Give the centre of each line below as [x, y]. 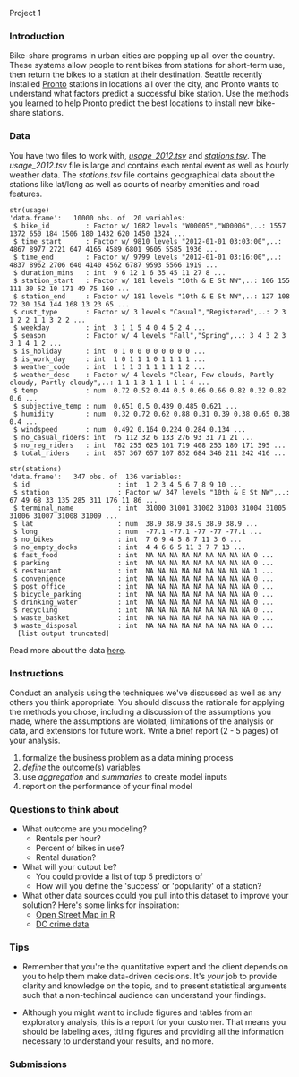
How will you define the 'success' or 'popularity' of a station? [149, 886]
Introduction [37, 36]
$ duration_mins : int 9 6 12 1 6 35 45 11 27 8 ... [120, 272]
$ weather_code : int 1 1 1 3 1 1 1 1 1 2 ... [109, 366]
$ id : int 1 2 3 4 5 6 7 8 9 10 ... [128, 484]
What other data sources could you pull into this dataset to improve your [155, 896]
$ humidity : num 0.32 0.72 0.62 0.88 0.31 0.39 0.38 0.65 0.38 [152, 414]
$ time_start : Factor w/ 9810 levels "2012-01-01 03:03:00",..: [147, 241]
